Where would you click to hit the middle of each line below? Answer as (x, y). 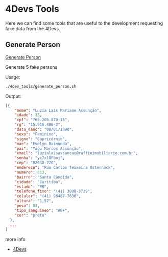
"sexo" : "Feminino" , (36, 134)
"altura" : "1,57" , (34, 201)
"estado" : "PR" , (32, 187)
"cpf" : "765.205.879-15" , (42, 120)
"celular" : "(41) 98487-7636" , (48, 196)
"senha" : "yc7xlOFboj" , (40, 158)
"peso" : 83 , (27, 206)
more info (15, 240)
